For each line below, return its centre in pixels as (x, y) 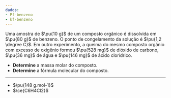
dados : (12, 10)
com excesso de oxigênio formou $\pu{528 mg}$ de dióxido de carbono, (82, 50)
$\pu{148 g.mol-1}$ (33, 85)
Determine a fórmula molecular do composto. (61, 71)
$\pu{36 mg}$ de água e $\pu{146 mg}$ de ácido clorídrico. (69, 55)
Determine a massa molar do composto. (55, 65)
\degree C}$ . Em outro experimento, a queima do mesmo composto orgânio (85, 45)
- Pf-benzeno (19, 15)
